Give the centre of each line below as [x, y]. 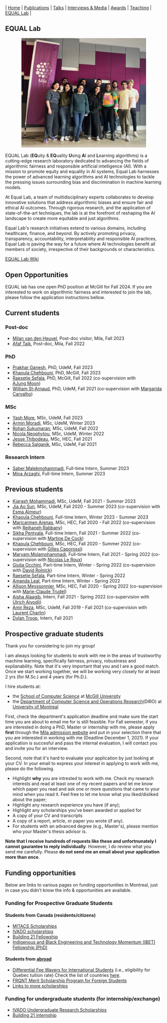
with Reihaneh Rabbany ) [37, 528]
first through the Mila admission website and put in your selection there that [83, 732]
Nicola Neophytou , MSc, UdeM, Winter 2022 [58, 434]
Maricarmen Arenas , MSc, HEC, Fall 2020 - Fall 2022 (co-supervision [84, 522]
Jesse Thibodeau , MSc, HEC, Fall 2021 [52, 439]
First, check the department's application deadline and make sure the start [82, 716]
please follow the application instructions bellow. [55, 297]
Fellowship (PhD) [30, 947]
